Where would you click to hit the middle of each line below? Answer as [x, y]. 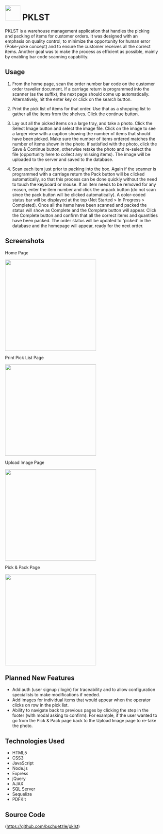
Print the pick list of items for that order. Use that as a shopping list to [81, 108]
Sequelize [22, 794]
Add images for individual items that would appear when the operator [81, 700]
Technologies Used [35, 741]
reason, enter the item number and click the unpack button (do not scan [84, 189]
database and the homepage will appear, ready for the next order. [78, 226]
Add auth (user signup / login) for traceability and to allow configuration [84, 690]
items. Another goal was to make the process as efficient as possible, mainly [81, 52]
